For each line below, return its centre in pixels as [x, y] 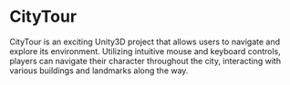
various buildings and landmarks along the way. [99, 71]
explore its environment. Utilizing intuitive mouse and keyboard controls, [145, 51]
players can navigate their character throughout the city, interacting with [145, 61]
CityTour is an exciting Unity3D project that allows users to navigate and [145, 42]
